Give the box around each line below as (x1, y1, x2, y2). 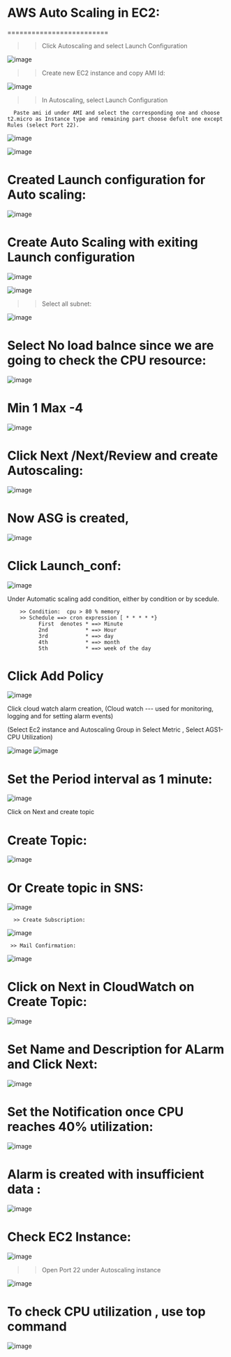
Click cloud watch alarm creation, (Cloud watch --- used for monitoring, (7, 704, 214, 713)
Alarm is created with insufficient (7, 1167, 204, 1183)
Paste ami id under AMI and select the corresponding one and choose (13, 109, 220, 116)
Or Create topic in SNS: (7, 880, 144, 896)
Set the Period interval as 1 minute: (7, 771, 213, 787)
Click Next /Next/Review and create (7, 448, 218, 463)
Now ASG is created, (7, 510, 129, 526)
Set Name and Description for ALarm (7, 1042, 225, 1058)
